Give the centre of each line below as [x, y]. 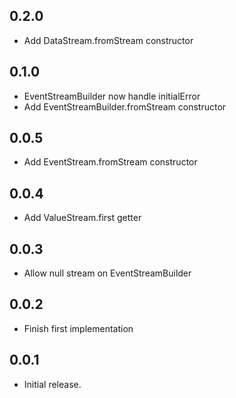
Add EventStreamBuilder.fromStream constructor [125, 106]
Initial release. [52, 384]
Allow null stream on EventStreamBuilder [107, 273]
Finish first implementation [78, 328]
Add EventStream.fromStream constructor [110, 162]
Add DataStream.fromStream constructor [108, 40]
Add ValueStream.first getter [82, 218]
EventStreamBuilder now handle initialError [112, 96]
